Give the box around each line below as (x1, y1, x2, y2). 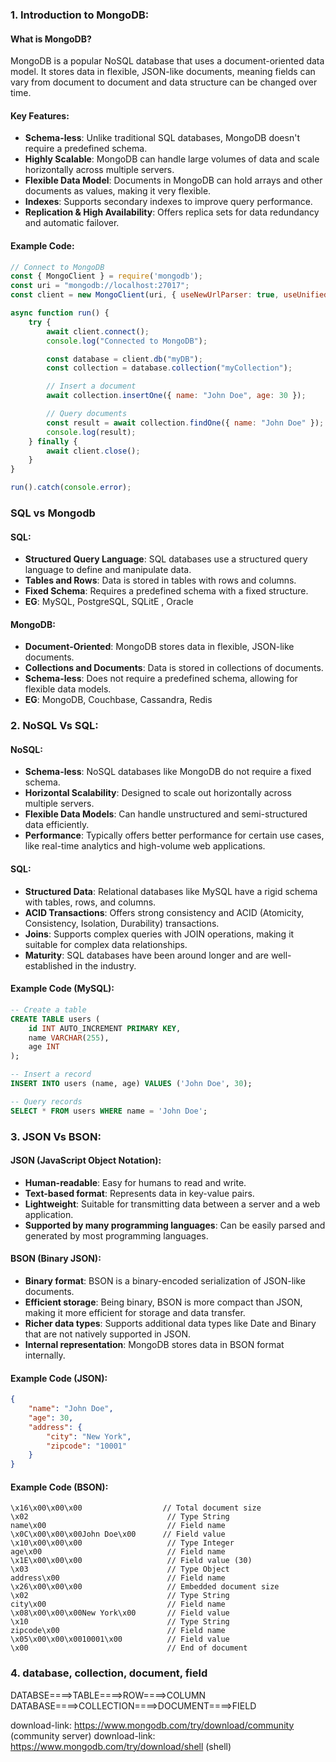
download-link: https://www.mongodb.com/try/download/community (10, 1719, 295, 1731)
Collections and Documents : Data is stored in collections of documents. (24, 662, 324, 674)
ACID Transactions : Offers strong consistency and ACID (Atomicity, (24, 906, 305, 918)
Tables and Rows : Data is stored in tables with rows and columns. (24, 574, 297, 587)
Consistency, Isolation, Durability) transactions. (24, 917, 220, 929)
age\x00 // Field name (10, 1547, 226, 1557)
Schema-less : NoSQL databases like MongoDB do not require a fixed (24, 766, 312, 778)
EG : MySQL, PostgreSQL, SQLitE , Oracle (24, 596, 194, 608)
